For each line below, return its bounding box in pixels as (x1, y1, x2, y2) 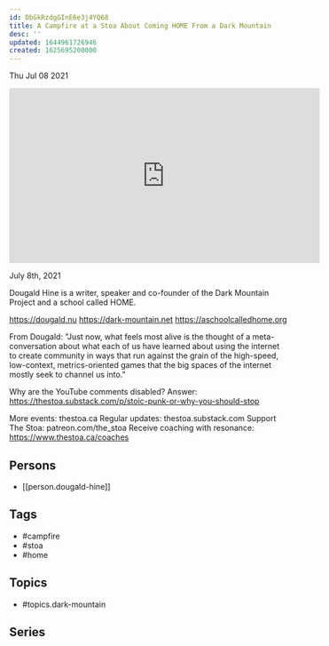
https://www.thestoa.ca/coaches (9, 432, 129, 443)
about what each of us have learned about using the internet (59, 341, 280, 352)
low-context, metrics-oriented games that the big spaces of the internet (9, 360, 272, 371)
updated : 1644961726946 (9, 37, 98, 47)
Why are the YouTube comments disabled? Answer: (9, 387, 198, 397)
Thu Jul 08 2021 (9, 70, 69, 81)
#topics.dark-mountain (21, 599, 106, 610)
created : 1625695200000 (9, 46, 98, 55)
